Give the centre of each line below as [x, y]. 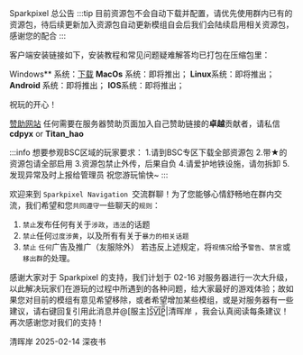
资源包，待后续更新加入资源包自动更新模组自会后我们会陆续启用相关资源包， [151, 24]
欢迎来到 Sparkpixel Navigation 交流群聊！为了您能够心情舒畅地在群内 [142, 194]
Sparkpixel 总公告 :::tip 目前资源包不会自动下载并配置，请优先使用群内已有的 [151, 13]
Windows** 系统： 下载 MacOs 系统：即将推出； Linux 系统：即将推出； [142, 74]
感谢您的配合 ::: [38, 36]
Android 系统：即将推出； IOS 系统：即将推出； [97, 85]
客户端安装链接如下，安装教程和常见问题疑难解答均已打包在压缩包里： [140, 55]
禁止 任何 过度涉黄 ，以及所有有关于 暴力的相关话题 [106, 236]
